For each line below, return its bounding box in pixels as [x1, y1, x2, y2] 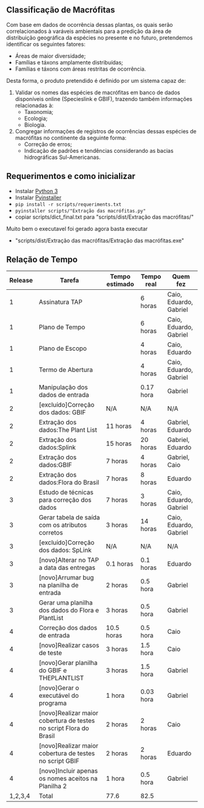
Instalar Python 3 [15, 187, 58, 194]
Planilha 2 [38, 782, 67, 790]
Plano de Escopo [38, 344, 87, 353]
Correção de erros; [24, 140, 72, 148]
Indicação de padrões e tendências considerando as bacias [24, 147, 174, 154]
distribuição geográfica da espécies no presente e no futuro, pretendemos [6, 33, 193, 41]
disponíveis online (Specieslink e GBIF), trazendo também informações [15, 95, 192, 102]
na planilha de [38, 581, 79, 589]
